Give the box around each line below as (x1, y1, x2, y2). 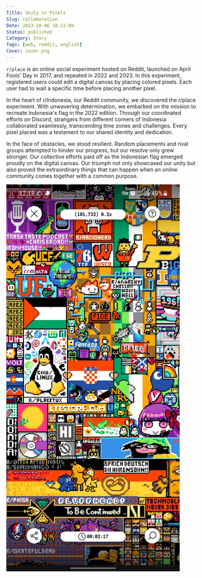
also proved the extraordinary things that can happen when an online (6, 166, 178, 173)
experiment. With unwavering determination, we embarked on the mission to (6, 103, 197, 110)
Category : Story (6, 35, 47, 42)
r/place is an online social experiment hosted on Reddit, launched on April (6, 65, 191, 73)
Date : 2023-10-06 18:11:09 (6, 22, 74, 28)
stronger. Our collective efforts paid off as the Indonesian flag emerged (6, 153, 183, 160)
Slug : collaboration (6, 16, 58, 22)
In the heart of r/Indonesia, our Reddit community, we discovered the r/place (6, 96, 196, 103)
